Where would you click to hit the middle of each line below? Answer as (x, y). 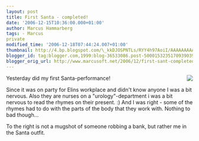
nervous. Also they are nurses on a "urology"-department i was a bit (89, 96)
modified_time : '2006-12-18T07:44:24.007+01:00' (67, 45)
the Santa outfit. (26, 132)
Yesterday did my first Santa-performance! (58, 78)
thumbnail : (20, 50)
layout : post (22, 12)
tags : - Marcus (25, 34)
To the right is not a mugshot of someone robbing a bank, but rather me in (97, 126)
